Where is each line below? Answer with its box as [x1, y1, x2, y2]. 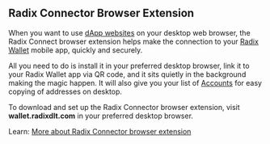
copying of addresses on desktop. [8, 87, 123, 96]
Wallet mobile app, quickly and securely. [8, 44, 143, 55]
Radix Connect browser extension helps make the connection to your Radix [8, 36, 259, 46]
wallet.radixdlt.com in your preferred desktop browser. [8, 111, 194, 121]
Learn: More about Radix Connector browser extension [8, 126, 192, 136]
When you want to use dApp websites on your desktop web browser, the [8, 28, 251, 37]
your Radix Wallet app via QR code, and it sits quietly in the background [8, 69, 247, 79]
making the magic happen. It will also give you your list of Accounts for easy [8, 78, 263, 87]
